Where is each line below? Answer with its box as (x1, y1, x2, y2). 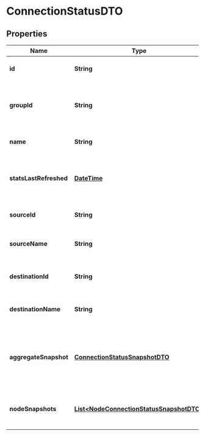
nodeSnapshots (9, 405, 57, 413)
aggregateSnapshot (9, 353, 69, 361)
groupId (9, 101, 33, 109)
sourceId (9, 211, 36, 219)
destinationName (9, 305, 61, 313)
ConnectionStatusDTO (6, 4, 123, 18)
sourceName (9, 239, 48, 248)
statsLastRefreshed (9, 174, 68, 182)
